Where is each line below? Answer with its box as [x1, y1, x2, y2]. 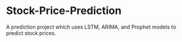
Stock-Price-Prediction [6, 4, 122, 17]
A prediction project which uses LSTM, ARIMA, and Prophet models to [6, 23, 177, 30]
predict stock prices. [6, 29, 57, 36]
